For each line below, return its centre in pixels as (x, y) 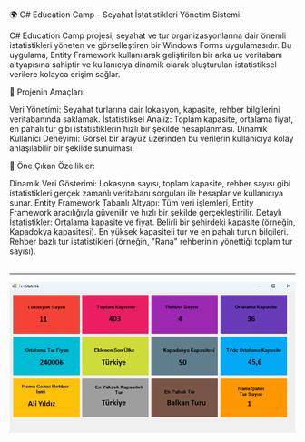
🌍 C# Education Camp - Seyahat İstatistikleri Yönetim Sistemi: (126, 15)
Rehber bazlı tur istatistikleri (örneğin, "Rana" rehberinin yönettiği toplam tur (151, 241)
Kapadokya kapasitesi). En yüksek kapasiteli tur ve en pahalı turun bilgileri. (149, 231)
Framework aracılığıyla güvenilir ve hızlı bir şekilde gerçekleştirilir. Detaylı (146, 212)
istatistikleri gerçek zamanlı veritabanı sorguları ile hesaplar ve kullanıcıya (147, 193)
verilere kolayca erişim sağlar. (65, 74)
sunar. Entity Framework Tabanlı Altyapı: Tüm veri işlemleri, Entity (132, 203)
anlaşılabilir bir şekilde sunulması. (72, 148)
